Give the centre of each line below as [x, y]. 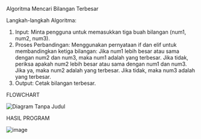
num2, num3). [32, 38]
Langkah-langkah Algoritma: [42, 20]
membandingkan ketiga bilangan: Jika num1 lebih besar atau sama [97, 51]
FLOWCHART [23, 95]
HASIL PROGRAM [28, 118]
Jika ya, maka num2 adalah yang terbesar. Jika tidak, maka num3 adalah [105, 70]
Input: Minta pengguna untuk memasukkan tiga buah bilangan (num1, [100, 32]
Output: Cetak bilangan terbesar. [55, 83]
